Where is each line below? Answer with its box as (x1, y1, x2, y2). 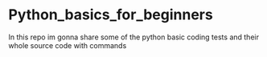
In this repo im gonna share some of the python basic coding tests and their (8, 32, 260, 42)
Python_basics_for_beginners (8, 6, 213, 24)
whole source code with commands (8, 40, 127, 50)
